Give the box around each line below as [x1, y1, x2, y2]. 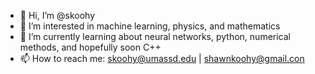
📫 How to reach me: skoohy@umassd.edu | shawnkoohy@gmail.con [19, 53, 305, 64]
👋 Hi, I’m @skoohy [19, 10, 96, 21]
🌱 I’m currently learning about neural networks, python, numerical [19, 31, 291, 42]
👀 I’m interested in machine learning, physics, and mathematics [19, 20, 281, 32]
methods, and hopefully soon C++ [19, 41, 162, 53]
